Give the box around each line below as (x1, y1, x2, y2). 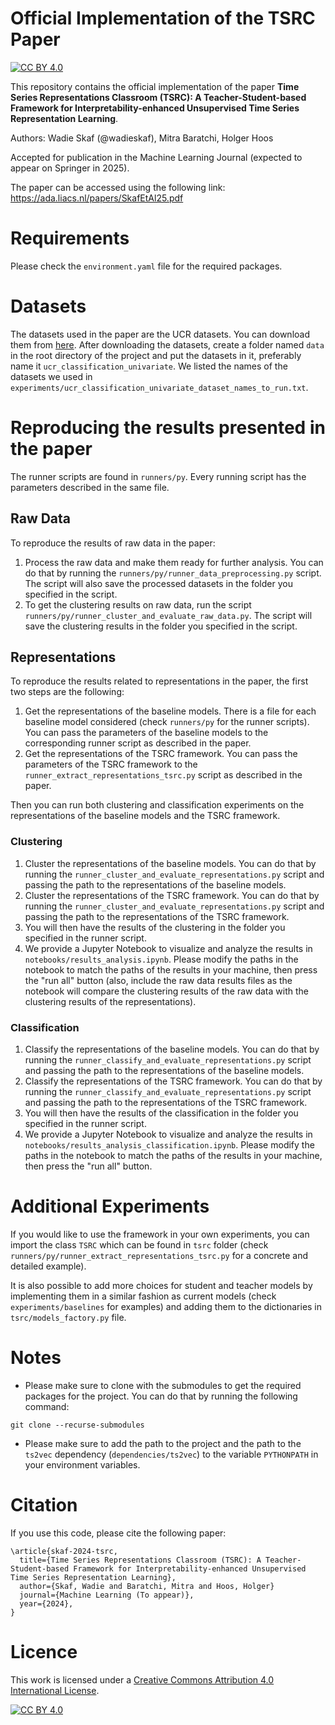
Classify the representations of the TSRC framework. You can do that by (24, 1075, 323, 1087)
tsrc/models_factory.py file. (10, 1311, 127, 1323)
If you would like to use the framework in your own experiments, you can (10, 1228, 310, 1240)
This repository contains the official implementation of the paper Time (10, 80, 300, 92)
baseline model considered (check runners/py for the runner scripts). (24, 716, 310, 728)
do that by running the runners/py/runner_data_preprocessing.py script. (24, 567, 322, 579)
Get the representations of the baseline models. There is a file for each (24, 705, 317, 717)
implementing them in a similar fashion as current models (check (10, 1290, 277, 1302)
